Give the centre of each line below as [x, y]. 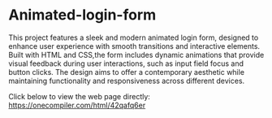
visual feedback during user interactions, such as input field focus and [126, 63]
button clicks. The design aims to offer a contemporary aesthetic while [127, 72]
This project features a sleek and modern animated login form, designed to [134, 37]
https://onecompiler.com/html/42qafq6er [77, 105]
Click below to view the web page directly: [79, 96]
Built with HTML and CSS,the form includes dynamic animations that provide [136, 55]
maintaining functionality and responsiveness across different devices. [127, 81]
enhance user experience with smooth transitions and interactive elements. [134, 46]
